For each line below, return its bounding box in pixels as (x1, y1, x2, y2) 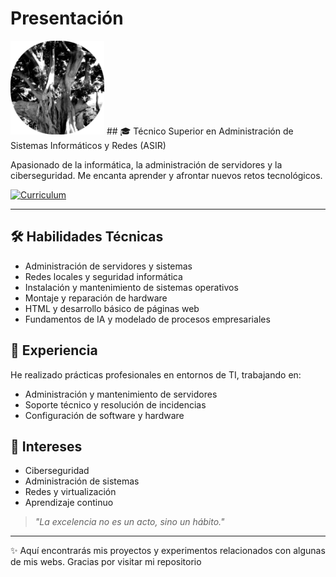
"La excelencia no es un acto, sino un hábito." (34, 516, 225, 528)
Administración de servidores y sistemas (24, 260, 193, 272)
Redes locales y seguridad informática (24, 270, 183, 282)
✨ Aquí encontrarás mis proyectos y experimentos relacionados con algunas (10, 545, 326, 557)
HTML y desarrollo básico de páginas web (24, 302, 200, 314)
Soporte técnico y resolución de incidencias (24, 398, 207, 411)
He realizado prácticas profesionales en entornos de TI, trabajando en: (10, 368, 302, 381)
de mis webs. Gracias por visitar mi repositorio (10, 556, 202, 568)
